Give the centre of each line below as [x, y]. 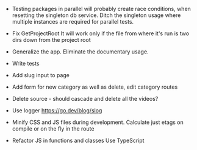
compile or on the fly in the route [53, 129]
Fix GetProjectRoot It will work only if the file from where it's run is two [101, 33]
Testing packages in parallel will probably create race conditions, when [101, 9]
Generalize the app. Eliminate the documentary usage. [80, 52]
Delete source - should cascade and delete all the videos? [85, 99]
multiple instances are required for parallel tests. [73, 22]
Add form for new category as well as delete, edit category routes [95, 87]
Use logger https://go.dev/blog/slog [57, 111]
